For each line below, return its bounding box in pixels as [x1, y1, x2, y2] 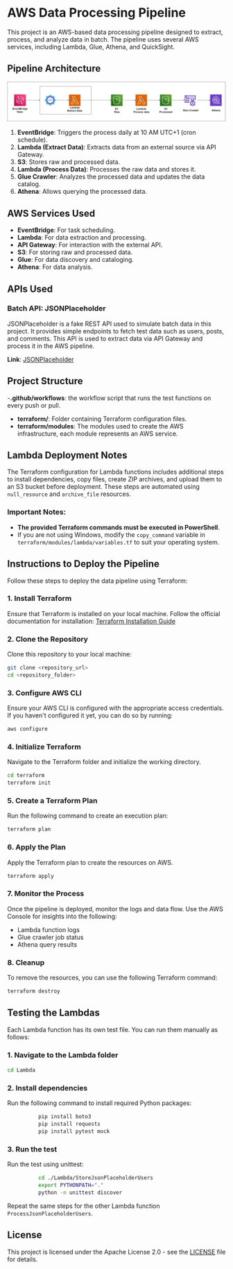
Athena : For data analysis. [17, 263, 93, 272]
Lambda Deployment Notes [7, 449, 128, 461]
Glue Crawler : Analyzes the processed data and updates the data [17, 172, 205, 181]
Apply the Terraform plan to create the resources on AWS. [7, 858, 173, 866]
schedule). [17, 135, 49, 144]
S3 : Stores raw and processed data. [17, 158, 121, 166]
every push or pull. [7, 401, 61, 409]
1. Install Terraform [7, 594, 72, 604]
